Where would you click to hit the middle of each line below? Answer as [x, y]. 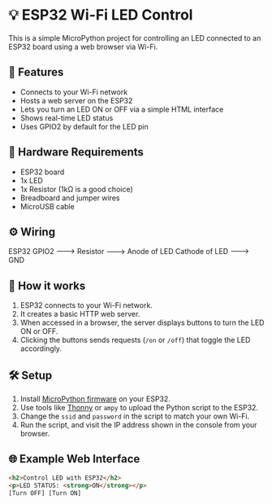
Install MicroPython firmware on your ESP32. [95, 399]
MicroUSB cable [47, 206]
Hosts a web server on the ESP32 [76, 100]
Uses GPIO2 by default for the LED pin [84, 126]
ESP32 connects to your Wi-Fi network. [86, 305]
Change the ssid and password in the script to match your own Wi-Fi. [135, 416]
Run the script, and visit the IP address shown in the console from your [138, 425]
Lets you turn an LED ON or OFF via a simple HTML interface [122, 109]
